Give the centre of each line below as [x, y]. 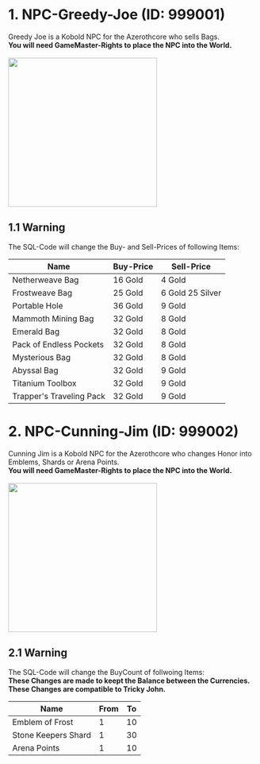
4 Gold [174, 280]
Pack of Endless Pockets [58, 344]
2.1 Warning [38, 653]
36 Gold [128, 305]
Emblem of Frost [43, 722]
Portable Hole [38, 305]
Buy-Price [133, 266]
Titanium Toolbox [44, 383]
